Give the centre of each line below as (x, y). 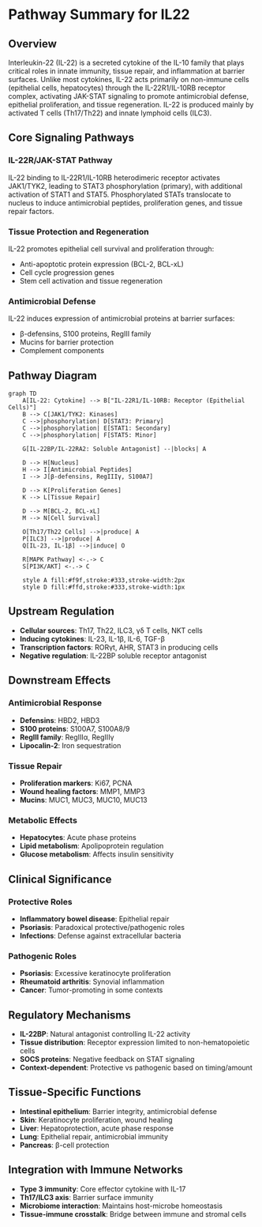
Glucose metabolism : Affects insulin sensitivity (97, 854)
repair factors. (31, 211)
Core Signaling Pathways (71, 138)
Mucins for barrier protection (67, 342)
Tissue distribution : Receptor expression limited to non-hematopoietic (135, 1042)
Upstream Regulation (61, 611)
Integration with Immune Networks (96, 1170)
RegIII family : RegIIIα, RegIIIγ (67, 737)
